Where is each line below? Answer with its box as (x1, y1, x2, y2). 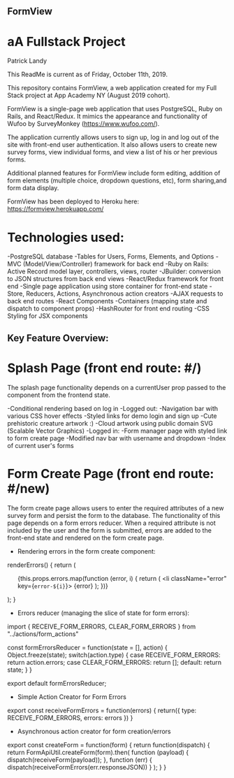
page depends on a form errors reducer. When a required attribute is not (7, 519, 216, 527)
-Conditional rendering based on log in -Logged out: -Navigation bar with (7, 404, 219, 412)
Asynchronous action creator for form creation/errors (17, 727, 171, 735)
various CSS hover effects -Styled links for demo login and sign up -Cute (7, 412, 218, 420)
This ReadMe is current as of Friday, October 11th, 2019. (7, 70, 168, 79)
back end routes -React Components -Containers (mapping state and (7, 297, 207, 305)
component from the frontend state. (7, 391, 110, 399)
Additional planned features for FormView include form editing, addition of (7, 169, 221, 178)
